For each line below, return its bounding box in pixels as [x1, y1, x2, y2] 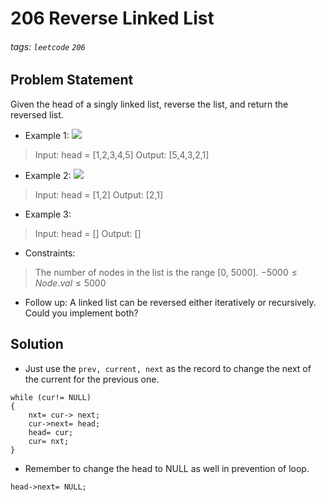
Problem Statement [10, 72, 134, 89]
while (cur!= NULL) [10, 392, 92, 402]
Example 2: [24, 169, 72, 181]
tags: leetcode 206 [10, 40, 86, 52]
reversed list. [10, 108, 64, 121]
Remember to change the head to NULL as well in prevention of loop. [24, 462, 310, 474]
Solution [10, 336, 64, 353]
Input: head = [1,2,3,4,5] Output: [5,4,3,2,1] [34, 148, 210, 161]
